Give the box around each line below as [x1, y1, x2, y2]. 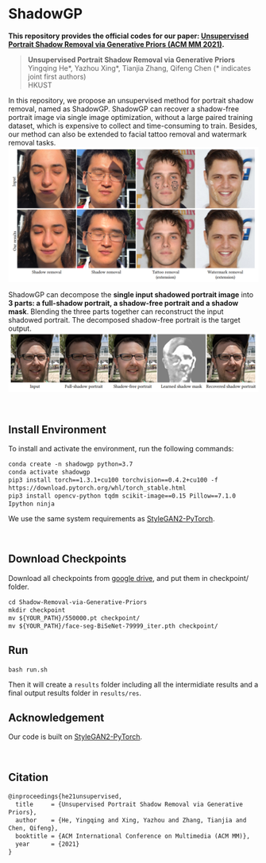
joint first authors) [27, 72, 87, 81]
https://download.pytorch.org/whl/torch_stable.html [8, 484, 187, 493]
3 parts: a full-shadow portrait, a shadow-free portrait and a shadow [8, 299, 239, 308]
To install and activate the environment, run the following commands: [8, 444, 234, 454]
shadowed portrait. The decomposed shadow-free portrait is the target [8, 315, 241, 325]
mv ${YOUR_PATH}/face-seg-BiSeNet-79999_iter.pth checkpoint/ [8, 621, 218, 630]
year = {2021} [15, 840, 80, 849]
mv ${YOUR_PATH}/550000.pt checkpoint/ [8, 613, 141, 622]
